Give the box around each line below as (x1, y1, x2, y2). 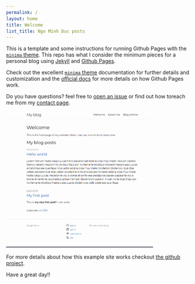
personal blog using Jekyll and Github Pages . (6, 58, 116, 65)
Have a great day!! (6, 271, 51, 278)
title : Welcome (6, 22, 43, 28)
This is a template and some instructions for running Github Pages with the (6, 45, 187, 52)
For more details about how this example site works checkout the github (6, 253, 181, 260)
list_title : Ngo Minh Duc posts (6, 28, 85, 34)
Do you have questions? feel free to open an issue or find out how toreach (6, 93, 186, 100)
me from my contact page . (6, 99, 70, 106)
